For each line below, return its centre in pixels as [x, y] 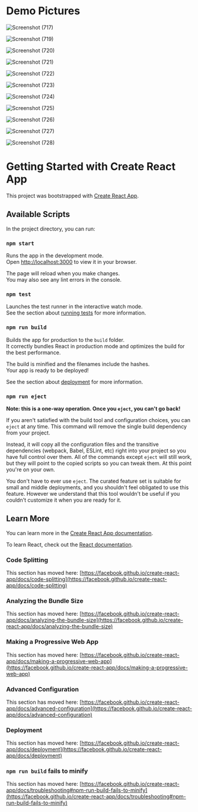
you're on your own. [31, 469]
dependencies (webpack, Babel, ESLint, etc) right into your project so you [96, 451]
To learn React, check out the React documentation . [70, 545]
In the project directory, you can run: [51, 229]
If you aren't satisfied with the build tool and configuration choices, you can [98, 420]
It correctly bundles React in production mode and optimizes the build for [95, 346]
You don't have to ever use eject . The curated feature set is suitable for [94, 481]
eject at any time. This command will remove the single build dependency [97, 426]
